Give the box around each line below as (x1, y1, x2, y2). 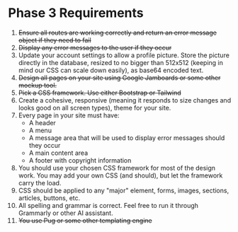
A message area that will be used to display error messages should (28, 133, 225, 142)
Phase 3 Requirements (8, 5, 144, 21)
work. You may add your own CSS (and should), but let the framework (18, 171, 223, 180)
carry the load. (18, 178, 62, 187)
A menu (28, 126, 52, 134)
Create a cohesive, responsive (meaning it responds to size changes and (18, 95, 232, 104)
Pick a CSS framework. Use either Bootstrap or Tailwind (18, 88, 181, 97)
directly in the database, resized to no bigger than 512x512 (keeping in (18, 58, 224, 66)
